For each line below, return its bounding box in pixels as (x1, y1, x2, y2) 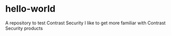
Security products (5, 25, 43, 31)
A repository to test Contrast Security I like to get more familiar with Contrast (5, 20, 166, 26)
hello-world (5, 3, 56, 15)
